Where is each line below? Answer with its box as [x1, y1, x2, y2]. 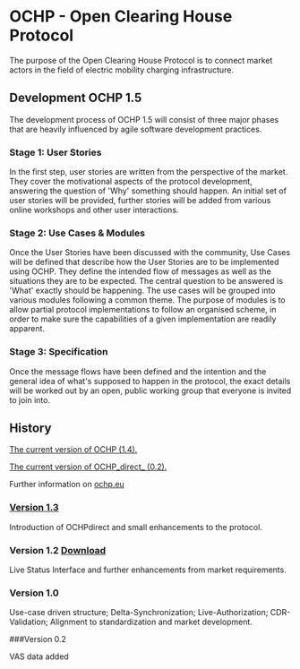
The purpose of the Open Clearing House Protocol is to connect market [9, 55, 273, 65]
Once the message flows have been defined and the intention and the [9, 365, 267, 377]
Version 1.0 [9, 587, 60, 599]
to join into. [9, 394, 51, 405]
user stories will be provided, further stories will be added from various [9, 195, 271, 206]
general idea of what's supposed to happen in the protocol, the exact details [9, 375, 291, 386]
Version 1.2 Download [9, 544, 107, 556]
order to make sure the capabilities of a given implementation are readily [9, 313, 277, 324]
